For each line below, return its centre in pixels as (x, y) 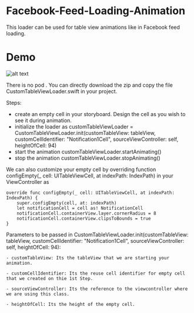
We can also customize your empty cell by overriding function (81, 169)
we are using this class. (38, 294)
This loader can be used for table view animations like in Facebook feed (93, 27)
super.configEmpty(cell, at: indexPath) (67, 203)
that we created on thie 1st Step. (50, 278)
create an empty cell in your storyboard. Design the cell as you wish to (100, 114)
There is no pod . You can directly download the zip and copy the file (90, 85)
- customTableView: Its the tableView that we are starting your (88, 258)
